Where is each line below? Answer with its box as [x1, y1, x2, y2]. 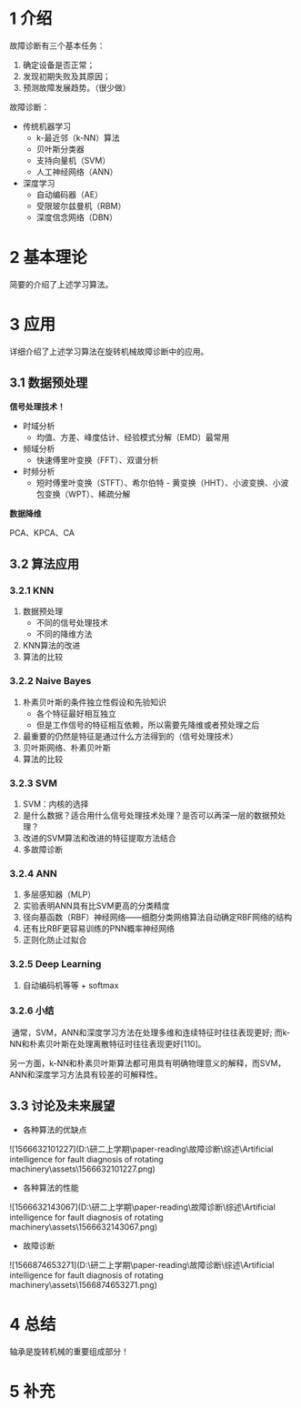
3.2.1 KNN [9, 584, 55, 597]
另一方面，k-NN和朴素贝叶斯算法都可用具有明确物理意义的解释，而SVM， [9, 1057, 286, 1069]
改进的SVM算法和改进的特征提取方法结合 [22, 832, 177, 843]
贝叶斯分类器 [35, 143, 85, 155]
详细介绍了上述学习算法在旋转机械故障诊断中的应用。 [9, 346, 209, 357]
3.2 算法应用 [9, 557, 80, 572]
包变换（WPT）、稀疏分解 [35, 488, 131, 499]
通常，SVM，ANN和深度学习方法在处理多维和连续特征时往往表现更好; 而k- [11, 1027, 291, 1038]
